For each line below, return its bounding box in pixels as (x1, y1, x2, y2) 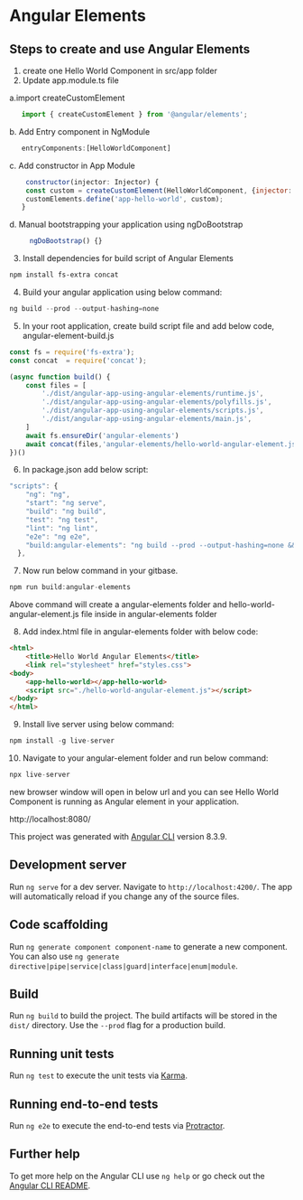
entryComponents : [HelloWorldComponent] (21, 144, 171, 153)
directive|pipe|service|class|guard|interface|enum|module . (9, 960, 238, 971)
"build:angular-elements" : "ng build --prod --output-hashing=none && (25, 540, 297, 549)
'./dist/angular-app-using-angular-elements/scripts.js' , (41, 406, 264, 416)
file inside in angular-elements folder (80, 609, 218, 620)
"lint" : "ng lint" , (25, 523, 99, 533)
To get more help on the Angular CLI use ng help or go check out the (9, 1170, 265, 1181)
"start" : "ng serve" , (25, 499, 106, 508)
